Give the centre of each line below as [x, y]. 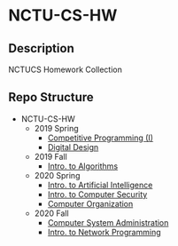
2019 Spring [56, 128]
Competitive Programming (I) [101, 138]
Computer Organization [90, 203]
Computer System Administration [108, 222]
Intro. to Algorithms [83, 166]
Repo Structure [51, 97]
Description [41, 48]
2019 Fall [50, 156]
